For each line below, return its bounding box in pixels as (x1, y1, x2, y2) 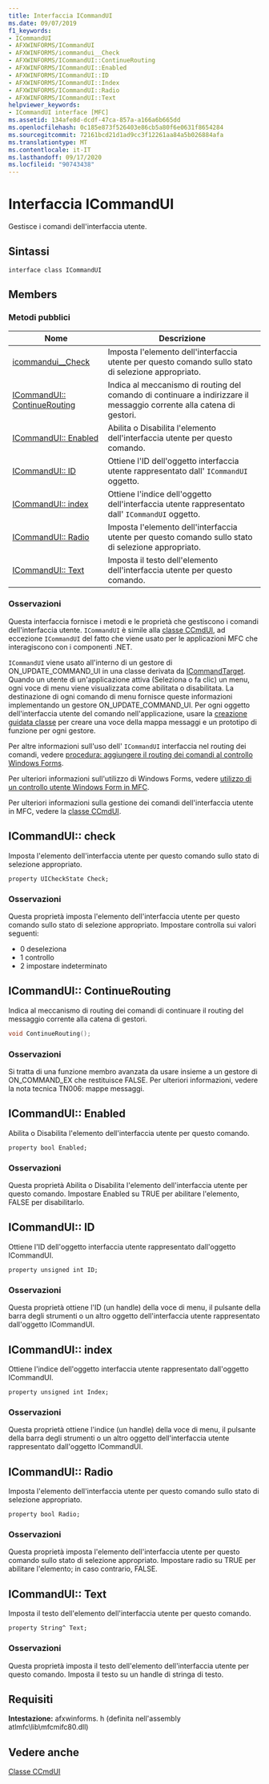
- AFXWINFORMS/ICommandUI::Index (8, 79, 120, 87)
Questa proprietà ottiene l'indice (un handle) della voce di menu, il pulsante (8, 1425, 256, 1435)
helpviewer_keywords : (8, 101, 81, 109)
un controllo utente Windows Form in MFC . (8, 782, 150, 791)
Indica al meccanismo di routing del (107, 379, 242, 390)
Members (8, 288, 58, 301)
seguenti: (8, 928, 39, 938)
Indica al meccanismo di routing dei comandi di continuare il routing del (8, 1005, 244, 1015)
